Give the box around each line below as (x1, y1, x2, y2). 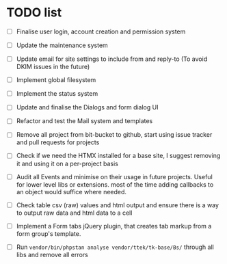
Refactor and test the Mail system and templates (16, 117, 153, 125)
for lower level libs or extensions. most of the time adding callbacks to (16, 180, 214, 189)
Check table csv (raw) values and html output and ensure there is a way (16, 200, 219, 209)
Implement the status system (16, 90, 98, 98)
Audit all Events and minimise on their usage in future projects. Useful (16, 172, 213, 181)
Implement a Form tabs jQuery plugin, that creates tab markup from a (16, 222, 212, 230)
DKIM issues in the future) (16, 63, 90, 71)
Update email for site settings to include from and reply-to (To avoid (16, 55, 208, 63)
